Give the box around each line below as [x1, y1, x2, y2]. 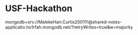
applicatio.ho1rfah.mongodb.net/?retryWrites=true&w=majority [5, 24, 133, 30]
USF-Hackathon [5, 3, 73, 14]
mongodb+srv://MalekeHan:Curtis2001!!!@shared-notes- [5, 19, 122, 25]
